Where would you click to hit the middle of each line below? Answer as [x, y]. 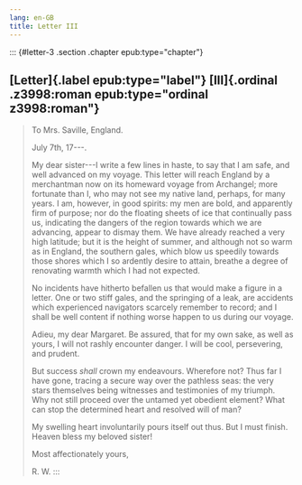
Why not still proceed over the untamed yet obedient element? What [158, 400]
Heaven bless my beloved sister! [92, 437]
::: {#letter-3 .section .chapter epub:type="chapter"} [106, 51]
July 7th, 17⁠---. [59, 148]
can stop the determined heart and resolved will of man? [136, 410]
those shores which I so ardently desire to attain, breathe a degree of [160, 261]
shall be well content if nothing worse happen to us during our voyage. [162, 317]
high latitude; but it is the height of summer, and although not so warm [162, 242]
